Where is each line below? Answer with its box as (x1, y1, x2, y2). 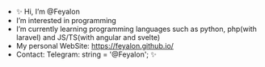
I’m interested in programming (15, 16, 117, 25)
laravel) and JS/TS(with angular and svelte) (15, 33, 160, 42)
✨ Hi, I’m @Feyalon (15, 7, 81, 16)
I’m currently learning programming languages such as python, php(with (15, 24, 257, 33)
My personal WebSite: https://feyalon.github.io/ (15, 41, 174, 50)
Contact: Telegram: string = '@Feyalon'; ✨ (15, 49, 158, 59)
